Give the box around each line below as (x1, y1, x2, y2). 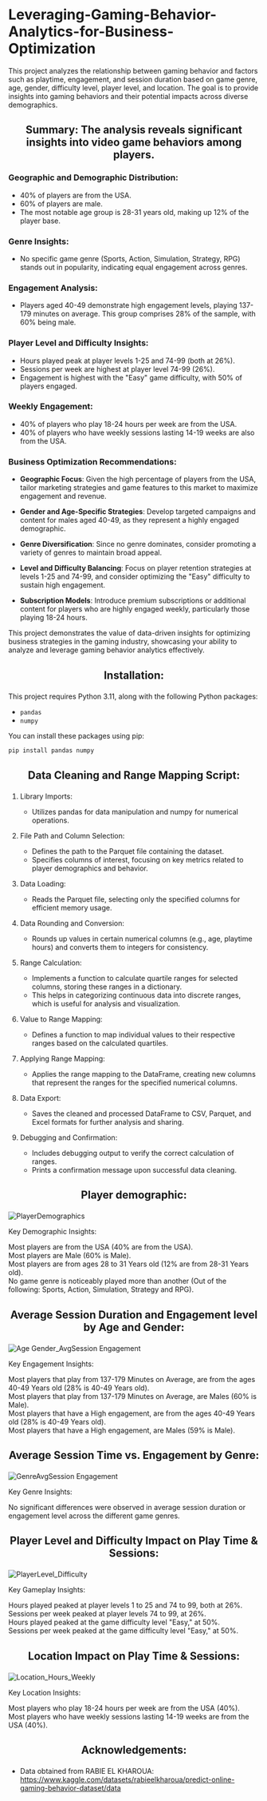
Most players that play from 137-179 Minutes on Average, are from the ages (8, 1374, 256, 1384)
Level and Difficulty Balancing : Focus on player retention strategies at (19, 564, 252, 573)
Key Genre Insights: (8, 1487, 73, 1496)
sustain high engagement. (19, 580, 106, 590)
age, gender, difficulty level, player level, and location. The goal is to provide (8, 82, 259, 93)
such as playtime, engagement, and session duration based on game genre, (8, 74, 257, 84)
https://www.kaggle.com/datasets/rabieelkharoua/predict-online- (19, 1775, 235, 1784)
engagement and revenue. (19, 492, 107, 501)
